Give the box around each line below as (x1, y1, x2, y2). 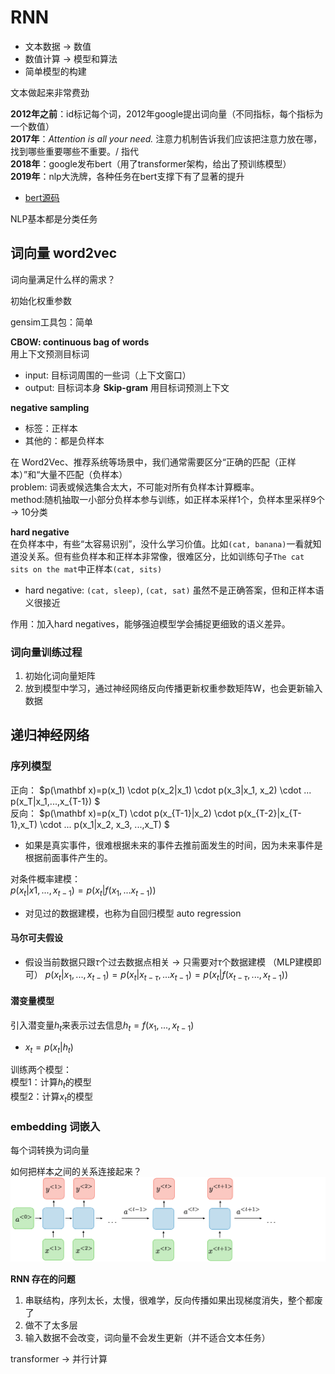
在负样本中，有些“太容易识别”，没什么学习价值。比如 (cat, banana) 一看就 (10, 537, 313, 550)
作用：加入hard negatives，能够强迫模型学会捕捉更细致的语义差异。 (10, 617, 291, 630)
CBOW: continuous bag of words (10, 336, 150, 348)
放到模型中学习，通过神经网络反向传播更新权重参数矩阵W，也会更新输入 (24, 682, 323, 695)
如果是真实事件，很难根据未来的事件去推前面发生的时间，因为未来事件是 (24, 839, 323, 851)
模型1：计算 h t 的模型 (10, 1076, 92, 1091)
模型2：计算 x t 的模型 (10, 1091, 94, 1105)
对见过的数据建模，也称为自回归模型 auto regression (24, 907, 242, 919)
